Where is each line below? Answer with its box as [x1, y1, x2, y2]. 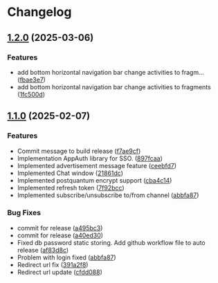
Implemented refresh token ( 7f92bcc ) [17, 183, 125, 192]
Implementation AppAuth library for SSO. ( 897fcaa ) [17, 154, 163, 163]
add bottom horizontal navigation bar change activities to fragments [17, 82, 211, 91]
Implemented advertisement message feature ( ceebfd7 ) [17, 161, 177, 170]
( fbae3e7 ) [17, 75, 46, 84]
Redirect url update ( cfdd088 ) [17, 268, 102, 276]
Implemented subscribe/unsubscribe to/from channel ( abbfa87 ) [17, 191, 199, 199]
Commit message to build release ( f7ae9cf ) [17, 147, 141, 155]
